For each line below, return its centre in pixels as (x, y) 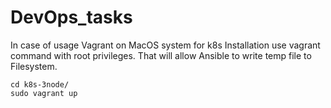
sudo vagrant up (44, 93)
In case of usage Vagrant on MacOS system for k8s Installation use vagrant (165, 45)
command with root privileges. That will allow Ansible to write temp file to (161, 55)
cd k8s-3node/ (40, 84)
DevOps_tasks (71, 17)
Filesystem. (34, 66)
